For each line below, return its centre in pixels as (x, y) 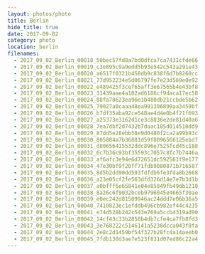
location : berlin (33, 47)
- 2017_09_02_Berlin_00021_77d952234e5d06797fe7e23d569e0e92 (106, 80)
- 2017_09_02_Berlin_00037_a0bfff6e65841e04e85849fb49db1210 (106, 186)
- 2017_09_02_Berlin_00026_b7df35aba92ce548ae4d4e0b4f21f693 (106, 113)
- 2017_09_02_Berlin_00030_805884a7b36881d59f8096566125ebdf (106, 139)
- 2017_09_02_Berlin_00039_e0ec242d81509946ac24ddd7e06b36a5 (106, 199)
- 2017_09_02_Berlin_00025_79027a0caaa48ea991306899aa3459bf (106, 107)
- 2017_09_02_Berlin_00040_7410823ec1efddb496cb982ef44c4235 (106, 206)
